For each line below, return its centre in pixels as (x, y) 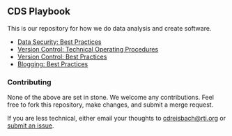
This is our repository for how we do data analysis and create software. (109, 28)
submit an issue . (31, 126)
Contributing (29, 82)
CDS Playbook (39, 12)
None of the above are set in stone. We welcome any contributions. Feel (111, 98)
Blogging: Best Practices (53, 64)
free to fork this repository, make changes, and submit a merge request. (110, 105)
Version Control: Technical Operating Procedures (88, 49)
